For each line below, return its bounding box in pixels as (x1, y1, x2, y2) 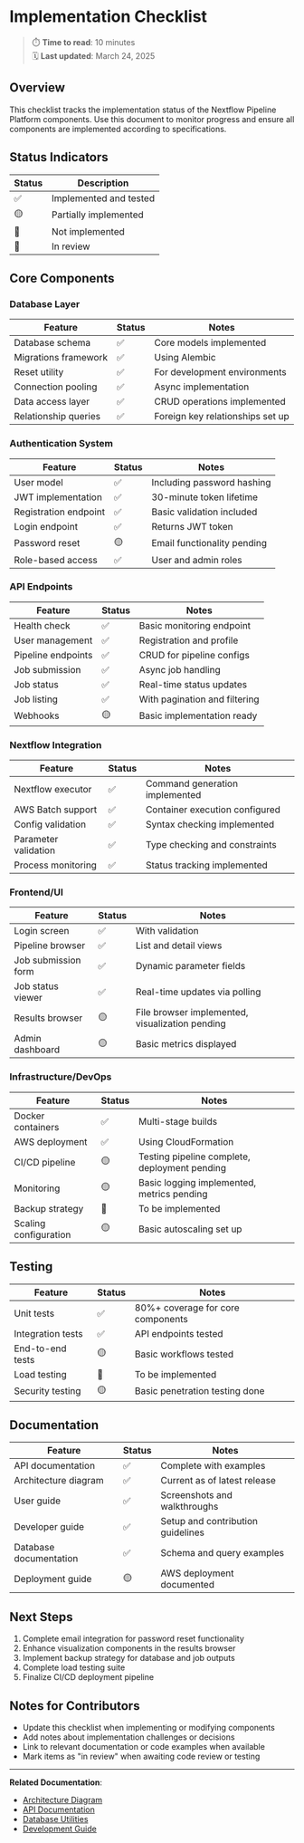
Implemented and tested (51, 192, 156, 205)
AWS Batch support (14, 803, 98, 816)
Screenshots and (160, 1489, 233, 1502)
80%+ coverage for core (134, 1301, 240, 1314)
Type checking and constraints (145, 839, 278, 851)
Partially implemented (51, 208, 145, 221)
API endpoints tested (134, 1327, 223, 1339)
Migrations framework (14, 351, 109, 364)
